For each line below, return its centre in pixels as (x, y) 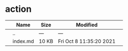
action (19, 9)
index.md (23, 41)
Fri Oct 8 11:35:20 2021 (87, 41)
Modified (87, 25)
